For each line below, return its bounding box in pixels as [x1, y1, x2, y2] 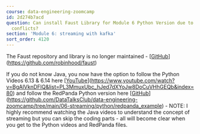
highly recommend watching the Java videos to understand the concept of [6, 108, 190, 116]
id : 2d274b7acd [6, 14, 44, 20]
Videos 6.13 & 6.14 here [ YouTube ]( [6, 77, 91, 84]
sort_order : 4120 [6, 36, 50, 42]
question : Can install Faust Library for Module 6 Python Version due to [6, 20, 194, 26]
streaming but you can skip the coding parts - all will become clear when [6, 115, 186, 122]
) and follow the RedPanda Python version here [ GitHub [13, 90, 149, 96]
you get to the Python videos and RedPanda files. [6, 121, 128, 128]
